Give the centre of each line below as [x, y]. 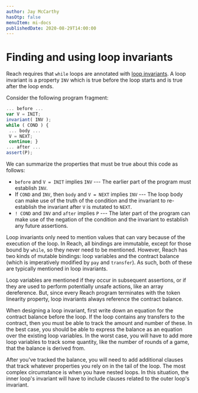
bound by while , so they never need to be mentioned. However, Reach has [97, 250]
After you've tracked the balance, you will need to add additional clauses [95, 360]
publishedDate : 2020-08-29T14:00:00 [51, 28]
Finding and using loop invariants [90, 57]
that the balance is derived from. [46, 348]
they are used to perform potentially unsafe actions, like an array [85, 286]
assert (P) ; [20, 153]
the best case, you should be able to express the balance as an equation [94, 330]
